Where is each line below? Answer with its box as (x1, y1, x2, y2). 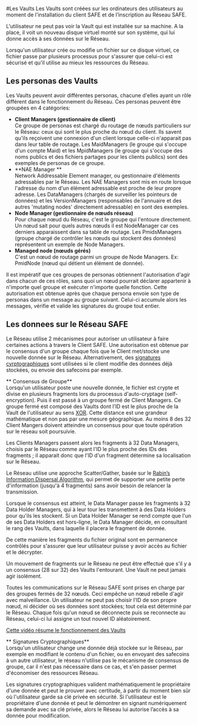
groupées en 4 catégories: (6, 104, 71, 111)
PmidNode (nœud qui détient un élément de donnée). (14, 259, 145, 267)
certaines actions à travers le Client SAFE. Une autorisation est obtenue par (6, 341, 189, 348)
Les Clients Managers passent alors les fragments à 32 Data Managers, (6, 439, 179, 446)
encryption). (6, 396, 36, 403)
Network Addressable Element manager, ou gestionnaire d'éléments (14, 172, 181, 179)
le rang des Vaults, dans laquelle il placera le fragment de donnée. (6, 524, 166, 532)
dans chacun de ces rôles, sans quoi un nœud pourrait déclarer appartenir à (6, 277, 191, 284)
